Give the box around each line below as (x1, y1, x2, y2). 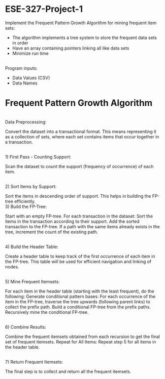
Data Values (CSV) (12, 75, 50, 81)
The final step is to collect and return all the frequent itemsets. (5, 368, 132, 374)
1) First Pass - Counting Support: (5, 154, 71, 160)
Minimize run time (12, 50, 49, 56)
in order (12, 40, 29, 45)
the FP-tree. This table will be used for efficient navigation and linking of (5, 258, 152, 264)
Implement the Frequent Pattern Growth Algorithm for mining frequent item (5, 20, 157, 26)
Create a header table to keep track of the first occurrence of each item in (5, 253, 155, 259)
